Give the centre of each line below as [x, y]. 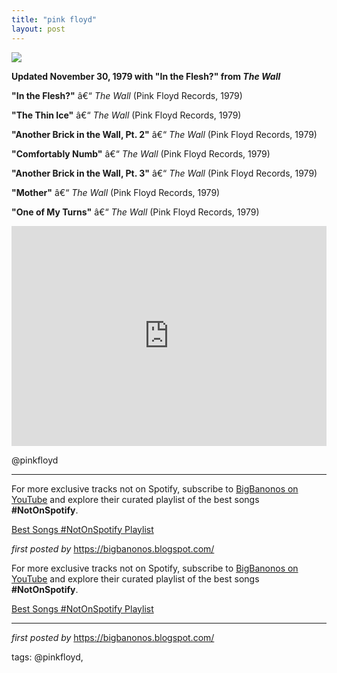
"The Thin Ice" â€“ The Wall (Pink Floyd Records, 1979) [126, 115]
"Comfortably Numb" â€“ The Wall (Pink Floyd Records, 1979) [141, 153]
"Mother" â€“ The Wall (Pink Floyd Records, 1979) [116, 192]
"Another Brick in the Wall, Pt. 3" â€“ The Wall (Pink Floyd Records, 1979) [164, 173]
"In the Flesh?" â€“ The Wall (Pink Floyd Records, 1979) [127, 95]
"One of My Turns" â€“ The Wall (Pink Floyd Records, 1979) [135, 212]
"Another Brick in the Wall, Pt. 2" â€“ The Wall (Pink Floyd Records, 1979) [164, 134]
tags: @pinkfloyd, [47, 657]
